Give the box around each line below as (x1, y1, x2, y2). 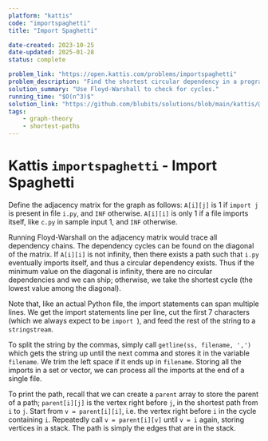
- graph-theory (22, 115, 73, 123)
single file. (8, 373, 42, 383)
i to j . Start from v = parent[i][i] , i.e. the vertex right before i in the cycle (8, 406, 257, 415)
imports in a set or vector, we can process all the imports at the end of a (8, 365, 245, 375)
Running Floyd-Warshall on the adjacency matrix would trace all (8, 232, 218, 242)
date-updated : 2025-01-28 (8, 49, 94, 57)
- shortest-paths (22, 122, 81, 130)
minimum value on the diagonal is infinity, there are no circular (8, 266, 213, 276)
